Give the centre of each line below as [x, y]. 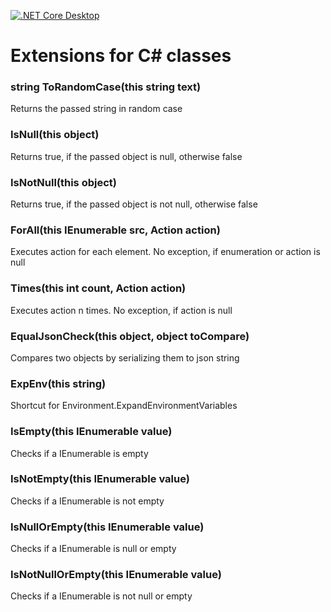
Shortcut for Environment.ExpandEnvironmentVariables [124, 406]
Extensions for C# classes [121, 56]
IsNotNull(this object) [63, 182]
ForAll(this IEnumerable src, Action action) [115, 230]
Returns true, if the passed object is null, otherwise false [126, 156]
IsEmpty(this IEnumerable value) [91, 432]
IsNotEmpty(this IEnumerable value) [100, 479]
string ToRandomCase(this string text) [106, 87]
